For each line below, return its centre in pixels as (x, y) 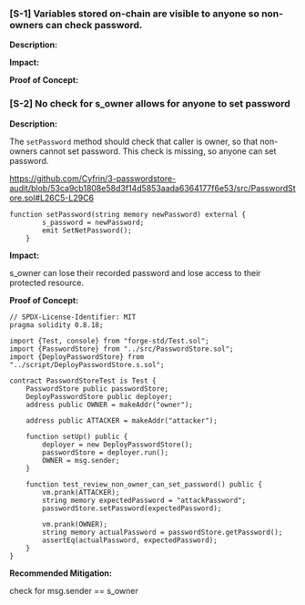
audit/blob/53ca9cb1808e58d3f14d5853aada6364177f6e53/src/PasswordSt (152, 188)
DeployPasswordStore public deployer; (99, 396)
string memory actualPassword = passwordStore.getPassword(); (163, 532)
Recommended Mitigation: (61, 573)
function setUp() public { (77, 436)
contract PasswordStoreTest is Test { (83, 381)
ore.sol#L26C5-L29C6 (51, 198)
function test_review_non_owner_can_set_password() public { (144, 484)
